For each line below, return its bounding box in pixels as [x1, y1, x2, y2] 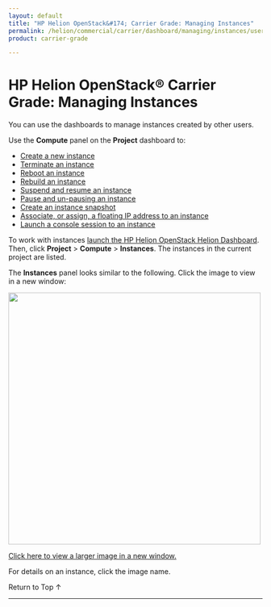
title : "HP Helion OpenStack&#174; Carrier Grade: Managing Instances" [8, 19, 254, 27]
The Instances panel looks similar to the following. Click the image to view [8, 268, 256, 278]
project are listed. [8, 252, 67, 262]
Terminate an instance [19, 160, 94, 169]
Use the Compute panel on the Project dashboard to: [8, 135, 186, 145]
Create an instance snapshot [19, 202, 116, 212]
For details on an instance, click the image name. [8, 567, 171, 576]
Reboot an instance [19, 168, 85, 178]
